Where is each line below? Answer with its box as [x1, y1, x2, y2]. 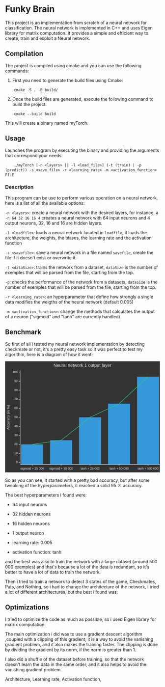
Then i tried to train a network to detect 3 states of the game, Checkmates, [5, 578, 156, 584]
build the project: [12, 101, 47, 107]
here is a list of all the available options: [5, 200, 85, 206]
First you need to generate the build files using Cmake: [12, 77, 123, 83]
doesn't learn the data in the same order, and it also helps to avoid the [5, 661, 146, 667]
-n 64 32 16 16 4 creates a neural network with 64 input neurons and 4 [5, 215, 151, 220]
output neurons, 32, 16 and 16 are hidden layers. [5, 220, 103, 226]
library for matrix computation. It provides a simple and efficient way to [5, 30, 149, 36]
